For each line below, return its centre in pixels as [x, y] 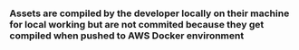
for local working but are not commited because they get [137, 24]
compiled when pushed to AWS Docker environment [127, 36]
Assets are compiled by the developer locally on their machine [149, 13]
